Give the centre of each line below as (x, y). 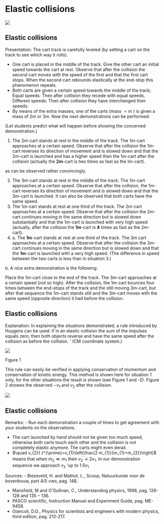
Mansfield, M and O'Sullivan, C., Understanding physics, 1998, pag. (80, 491)
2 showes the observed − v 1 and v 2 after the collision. (59, 386)
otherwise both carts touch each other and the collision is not (74, 443)
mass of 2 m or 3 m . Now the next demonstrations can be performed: (81, 116)
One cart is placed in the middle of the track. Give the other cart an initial (85, 64)
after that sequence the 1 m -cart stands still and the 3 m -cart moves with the (81, 293)
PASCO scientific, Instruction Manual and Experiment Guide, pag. (78, 501)
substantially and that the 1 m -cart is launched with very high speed (80, 222)
